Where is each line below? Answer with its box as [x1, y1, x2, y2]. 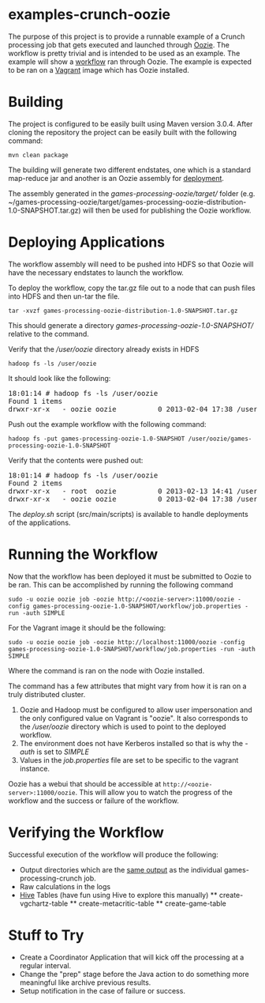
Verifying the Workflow [8, 824, 164, 841]
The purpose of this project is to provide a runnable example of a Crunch [8, 32, 245, 41]
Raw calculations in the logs [19, 881, 111, 891]
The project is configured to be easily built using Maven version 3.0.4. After [8, 119, 253, 128]
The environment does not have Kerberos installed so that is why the [19, 738, 243, 748]
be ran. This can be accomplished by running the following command [8, 579, 233, 590]
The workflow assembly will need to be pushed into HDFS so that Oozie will [8, 259, 254, 269]
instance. [19, 764, 50, 773]
